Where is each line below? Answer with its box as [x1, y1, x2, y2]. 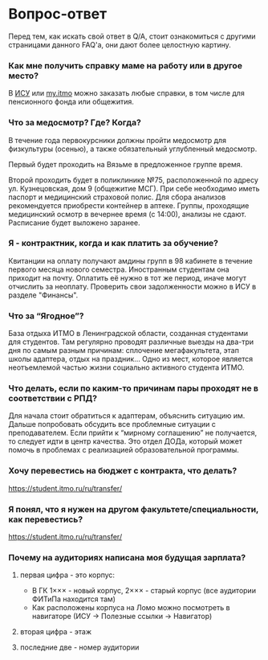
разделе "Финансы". [8, 290, 79, 300]
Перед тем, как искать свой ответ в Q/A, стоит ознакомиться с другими [8, 31, 256, 41]
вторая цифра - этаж [19, 627, 92, 637]
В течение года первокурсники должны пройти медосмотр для [8, 135, 227, 145]
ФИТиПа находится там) [31, 594, 116, 604]
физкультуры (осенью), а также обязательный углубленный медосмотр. [8, 144, 258, 154]
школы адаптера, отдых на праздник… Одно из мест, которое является [8, 355, 254, 364]
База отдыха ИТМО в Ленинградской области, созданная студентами [8, 329, 249, 338]
